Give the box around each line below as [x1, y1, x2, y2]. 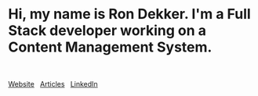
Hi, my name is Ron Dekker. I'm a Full [8, 5, 251, 23]
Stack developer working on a [8, 22, 206, 40]
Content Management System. [8, 38, 213, 56]
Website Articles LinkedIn [8, 79, 98, 88]
